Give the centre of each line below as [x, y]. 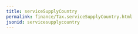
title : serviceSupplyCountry [42, 11]
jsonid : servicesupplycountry [43, 22]
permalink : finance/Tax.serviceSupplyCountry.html [69, 17]
